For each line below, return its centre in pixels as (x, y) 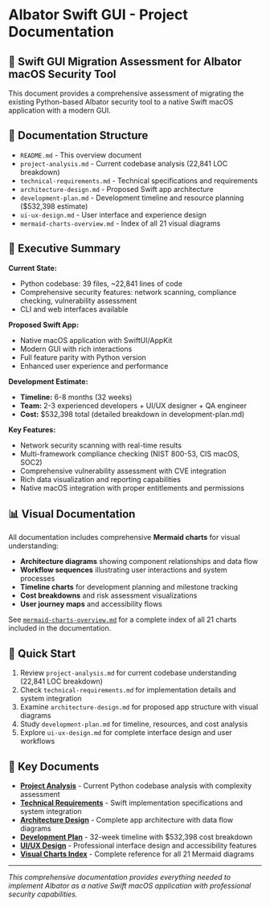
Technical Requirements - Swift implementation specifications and (131, 803)
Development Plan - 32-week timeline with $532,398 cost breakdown (136, 837)
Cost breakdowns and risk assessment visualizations (108, 595)
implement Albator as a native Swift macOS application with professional (130, 886)
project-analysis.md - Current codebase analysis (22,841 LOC (124, 163)
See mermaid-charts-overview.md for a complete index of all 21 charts (123, 619)
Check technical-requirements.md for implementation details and (128, 690)
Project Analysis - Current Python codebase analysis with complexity (136, 786)
